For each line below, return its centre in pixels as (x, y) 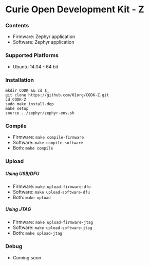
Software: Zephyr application (43, 42)
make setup (17, 109)
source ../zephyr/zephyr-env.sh (40, 113)
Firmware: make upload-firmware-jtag (53, 222)
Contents (17, 26)
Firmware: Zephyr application (44, 36)
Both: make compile (33, 148)
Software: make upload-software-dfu (51, 192)
